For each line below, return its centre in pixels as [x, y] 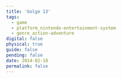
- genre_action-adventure [43, 33]
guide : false [22, 50]
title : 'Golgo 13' [28, 11]
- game [19, 22]
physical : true [25, 45]
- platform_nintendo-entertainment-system [64, 28]
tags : [13, 17]
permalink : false [27, 66]
